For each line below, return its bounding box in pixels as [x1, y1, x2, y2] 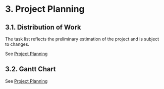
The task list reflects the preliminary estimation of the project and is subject [5, 36, 160, 42]
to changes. [5, 41, 30, 47]
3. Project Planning [5, 3, 85, 15]
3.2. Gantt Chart [5, 65, 56, 73]
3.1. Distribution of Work [5, 23, 81, 31]
